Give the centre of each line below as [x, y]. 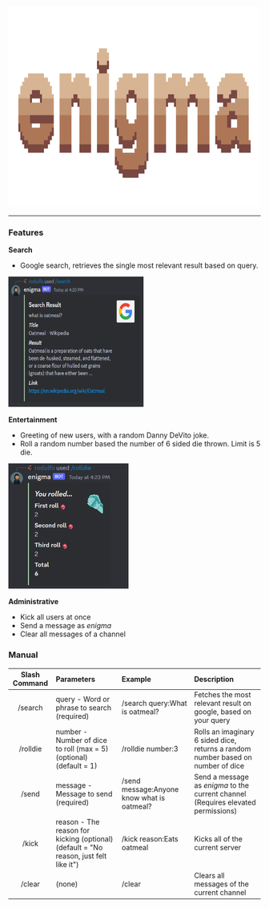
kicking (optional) [84, 839]
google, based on [223, 712]
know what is [143, 798]
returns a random [223, 749]
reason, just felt [81, 856]
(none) [67, 884]
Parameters [76, 679]
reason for [73, 830]
